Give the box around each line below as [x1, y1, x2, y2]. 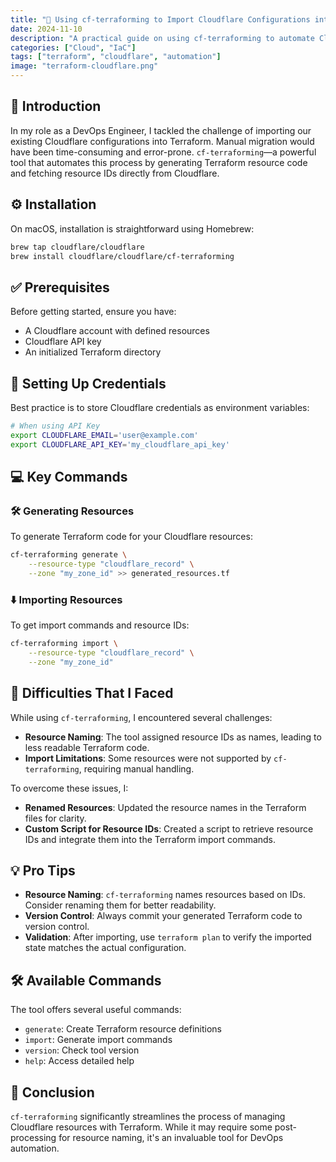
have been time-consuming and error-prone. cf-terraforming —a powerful [10, 146, 317, 158]
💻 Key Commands [10, 469, 128, 486]
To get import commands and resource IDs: [10, 619, 190, 631]
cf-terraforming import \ [10, 639, 118, 649]
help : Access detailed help [24, 1055, 135, 1067]
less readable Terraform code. [24, 741, 150, 753]
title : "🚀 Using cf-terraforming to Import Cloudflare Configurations [10, 14, 311, 25]
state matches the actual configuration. [24, 942, 187, 954]
